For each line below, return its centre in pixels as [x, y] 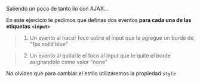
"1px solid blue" [49, 44]
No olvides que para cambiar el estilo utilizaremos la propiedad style [91, 73]
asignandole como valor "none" [69, 62]
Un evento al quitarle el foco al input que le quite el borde [100, 55]
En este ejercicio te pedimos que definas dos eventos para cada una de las [99, 20]
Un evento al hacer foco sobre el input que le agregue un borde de [112, 38]
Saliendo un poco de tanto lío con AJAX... [57, 9]
